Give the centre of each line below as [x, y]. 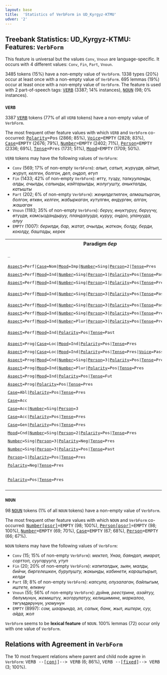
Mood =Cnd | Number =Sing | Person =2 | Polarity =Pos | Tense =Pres [72, 433]
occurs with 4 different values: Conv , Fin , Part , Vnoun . [59, 64]
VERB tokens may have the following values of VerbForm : [62, 158]
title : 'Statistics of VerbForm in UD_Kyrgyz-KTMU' [61, 14]
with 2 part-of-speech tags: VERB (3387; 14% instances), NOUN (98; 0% [78, 90]
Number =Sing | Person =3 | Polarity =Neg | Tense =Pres [61, 441]
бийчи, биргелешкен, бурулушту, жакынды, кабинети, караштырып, [85, 571]
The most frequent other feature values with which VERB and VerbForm [76, 133]
